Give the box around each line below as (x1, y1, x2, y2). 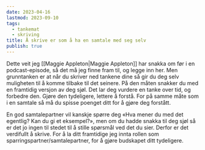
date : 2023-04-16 (6, 9, 51, 15)
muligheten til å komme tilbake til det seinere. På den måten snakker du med (6, 79, 199, 86)
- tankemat (12, 26, 40, 32)
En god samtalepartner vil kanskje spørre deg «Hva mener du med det (6, 111, 184, 118)
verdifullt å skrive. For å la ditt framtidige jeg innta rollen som (6, 130, 159, 138)
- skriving (12, 32, 40, 38)
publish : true (6, 43, 43, 50)
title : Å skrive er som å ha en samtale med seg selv (6, 37, 147, 43)
